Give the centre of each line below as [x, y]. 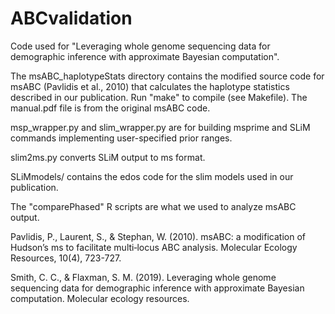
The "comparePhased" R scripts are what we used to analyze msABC [153, 206]
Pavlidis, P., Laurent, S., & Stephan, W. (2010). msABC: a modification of [158, 236]
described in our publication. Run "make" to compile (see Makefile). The [159, 97]
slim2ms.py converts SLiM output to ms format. [108, 157]
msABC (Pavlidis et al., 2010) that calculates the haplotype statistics [150, 86]
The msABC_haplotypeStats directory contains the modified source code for [167, 76]
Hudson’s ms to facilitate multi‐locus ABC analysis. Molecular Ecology [154, 247]
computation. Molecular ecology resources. [100, 298]
